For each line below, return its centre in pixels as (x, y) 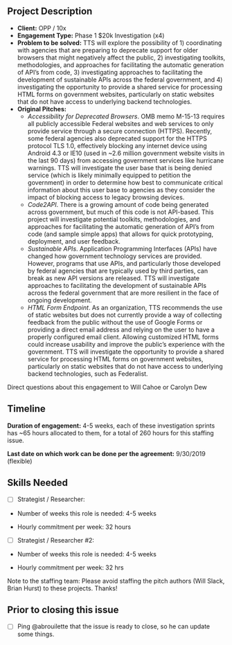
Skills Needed (37, 483)
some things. (36, 634)
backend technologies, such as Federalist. (88, 374)
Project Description (50, 11)
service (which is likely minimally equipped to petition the (109, 175)
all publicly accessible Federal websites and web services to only (121, 123)
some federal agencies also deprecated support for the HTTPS (117, 138)
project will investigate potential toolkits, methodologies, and (114, 219)
